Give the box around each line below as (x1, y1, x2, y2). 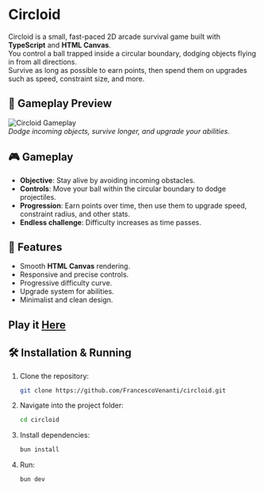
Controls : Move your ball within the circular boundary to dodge (19, 184, 227, 193)
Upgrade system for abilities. (19, 287, 115, 297)
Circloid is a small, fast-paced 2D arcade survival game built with (8, 32, 220, 41)
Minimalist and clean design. (19, 295, 113, 304)
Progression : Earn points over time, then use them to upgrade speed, (19, 201, 247, 210)
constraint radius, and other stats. (19, 209, 131, 219)
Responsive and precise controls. (19, 270, 129, 279)
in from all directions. (8, 57, 78, 67)
